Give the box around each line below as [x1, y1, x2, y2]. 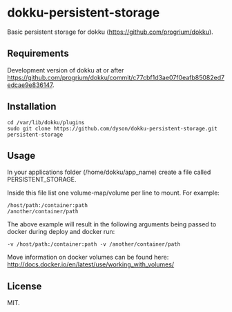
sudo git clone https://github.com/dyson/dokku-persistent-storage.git [7, 125, 217, 132]
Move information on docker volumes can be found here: [7, 253, 169, 262]
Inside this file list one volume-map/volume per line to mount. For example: [7, 188, 220, 197]
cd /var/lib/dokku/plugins [7, 119, 85, 126]
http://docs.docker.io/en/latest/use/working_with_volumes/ [7, 260, 175, 269]
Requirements [7, 48, 69, 59]
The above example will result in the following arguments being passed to [7, 220, 217, 228]
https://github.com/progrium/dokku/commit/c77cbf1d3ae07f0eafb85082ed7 [7, 73, 225, 81]
